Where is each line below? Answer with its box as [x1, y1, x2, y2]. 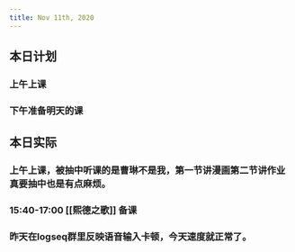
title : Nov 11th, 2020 [9, 13, 94, 22]
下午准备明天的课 [9, 104, 84, 117]
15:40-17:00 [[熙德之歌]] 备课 [9, 204, 138, 217]
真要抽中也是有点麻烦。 [9, 177, 111, 190]
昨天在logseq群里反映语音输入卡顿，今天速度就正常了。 [9, 230, 252, 243]
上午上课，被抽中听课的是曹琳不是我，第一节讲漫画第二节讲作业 [9, 164, 286, 176]
